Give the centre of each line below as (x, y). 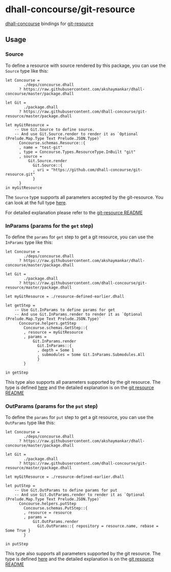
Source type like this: (27, 71)
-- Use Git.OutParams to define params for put (66, 490)
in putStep (17, 544)
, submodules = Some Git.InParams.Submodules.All (91, 355)
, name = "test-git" (41, 147)
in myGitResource (24, 188)
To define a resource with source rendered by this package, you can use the (86, 65)
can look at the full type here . (36, 203)
